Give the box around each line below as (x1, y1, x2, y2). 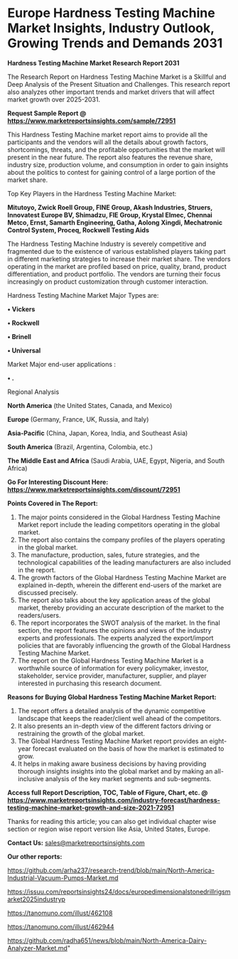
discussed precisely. (17, 588, 78, 596)
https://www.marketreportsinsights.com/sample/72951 (7, 116, 176, 125)
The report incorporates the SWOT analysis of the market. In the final (17, 618, 220, 627)
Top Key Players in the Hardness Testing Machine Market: (7, 189, 177, 198)
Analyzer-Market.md (7, 943, 67, 952)
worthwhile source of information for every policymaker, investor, (17, 663, 209, 673)
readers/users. (17, 611, 61, 619)
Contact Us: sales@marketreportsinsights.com (7, 838, 146, 847)
